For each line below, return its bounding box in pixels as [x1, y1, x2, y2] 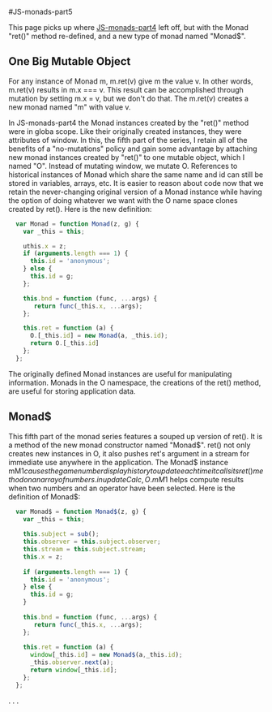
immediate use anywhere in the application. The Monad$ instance [8, 457, 229, 467]
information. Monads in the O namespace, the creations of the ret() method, [8, 378, 261, 387]
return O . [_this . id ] [29, 339, 100, 347]
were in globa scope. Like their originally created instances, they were [8, 126, 242, 136]
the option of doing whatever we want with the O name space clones [8, 195, 238, 205]
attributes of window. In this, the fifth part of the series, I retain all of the [8, 135, 248, 145]
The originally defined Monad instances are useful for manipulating [8, 369, 232, 378]
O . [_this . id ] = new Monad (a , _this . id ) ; [29, 332, 168, 340]
